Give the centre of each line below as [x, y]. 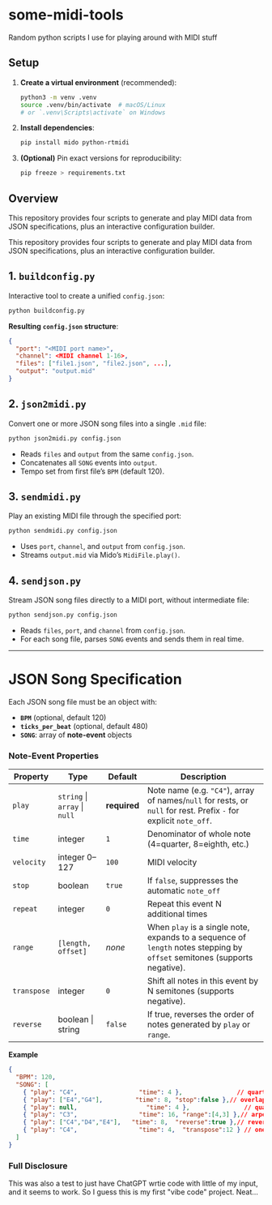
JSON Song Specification [95, 680]
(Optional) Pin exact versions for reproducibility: [101, 158]
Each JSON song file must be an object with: [83, 701]
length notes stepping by [195, 948]
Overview [34, 198]
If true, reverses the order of [201, 1014]
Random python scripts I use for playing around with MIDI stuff [113, 37]
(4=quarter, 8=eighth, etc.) [198, 844]
